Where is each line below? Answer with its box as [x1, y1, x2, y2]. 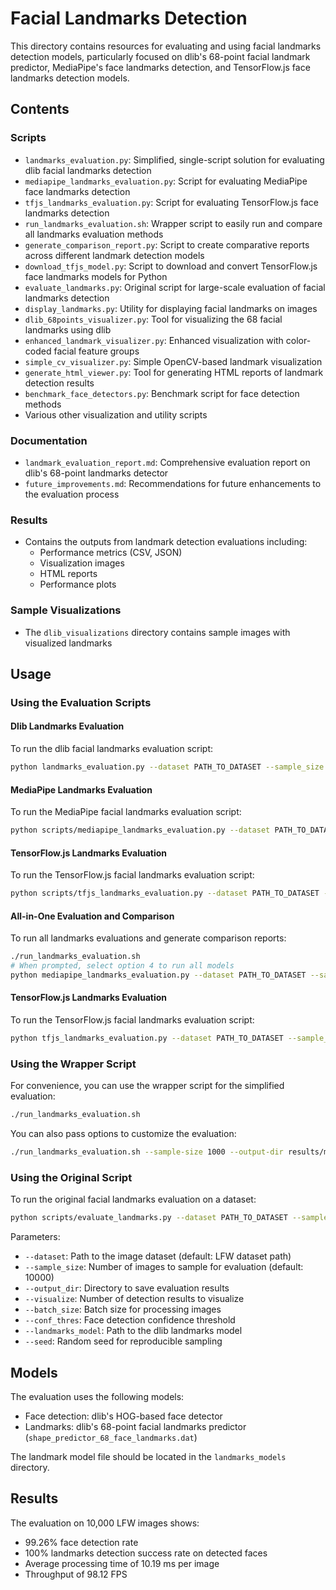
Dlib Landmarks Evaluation [10, 720, 125, 732]
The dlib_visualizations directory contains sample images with [24, 626, 291, 638]
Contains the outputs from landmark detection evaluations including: [24, 536, 308, 548]
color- [285, 334, 312, 346]
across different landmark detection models [24, 249, 205, 261]
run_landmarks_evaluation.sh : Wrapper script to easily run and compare [24, 217, 323, 229]
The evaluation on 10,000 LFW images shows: [10, 1517, 200, 1529]
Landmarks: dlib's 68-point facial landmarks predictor [24, 1421, 247, 1432]
